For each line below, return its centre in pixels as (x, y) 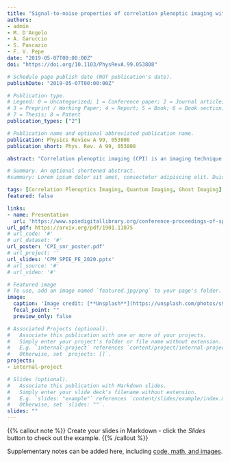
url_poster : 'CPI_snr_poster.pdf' (56, 247)
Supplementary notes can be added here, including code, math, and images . (115, 451)
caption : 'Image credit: (49, 304)
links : (16, 208)
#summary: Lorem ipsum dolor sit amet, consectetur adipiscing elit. (108, 178)
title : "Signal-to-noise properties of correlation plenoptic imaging (110, 13)
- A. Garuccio (27, 39)
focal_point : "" (36, 310)
